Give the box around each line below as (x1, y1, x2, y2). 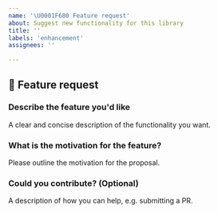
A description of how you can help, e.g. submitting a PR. (8, 196, 193, 206)
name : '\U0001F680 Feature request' (8, 11, 130, 20)
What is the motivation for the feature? (8, 140, 162, 151)
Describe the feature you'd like (8, 101, 130, 112)
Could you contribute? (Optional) (8, 178, 139, 189)
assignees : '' (8, 41, 56, 49)
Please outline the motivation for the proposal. (8, 158, 161, 168)
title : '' (8, 26, 42, 34)
